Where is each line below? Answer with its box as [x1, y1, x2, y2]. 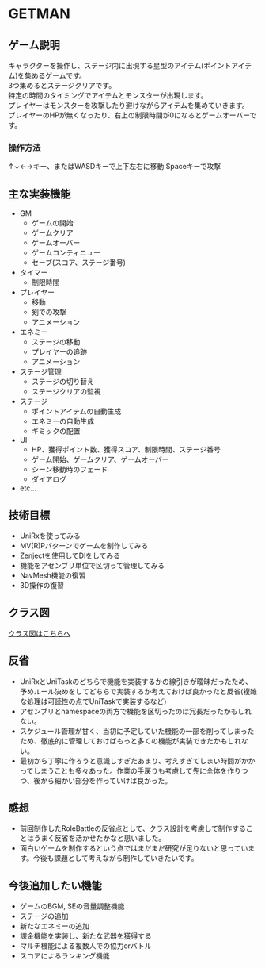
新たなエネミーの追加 [19, 921, 89, 931]
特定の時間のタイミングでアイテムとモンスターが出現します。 [8, 90, 208, 100]
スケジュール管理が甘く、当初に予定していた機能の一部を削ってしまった [19, 726, 255, 736]
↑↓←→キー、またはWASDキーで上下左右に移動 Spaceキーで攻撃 [8, 162, 221, 171]
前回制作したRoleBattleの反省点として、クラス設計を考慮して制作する [19, 824, 247, 833]
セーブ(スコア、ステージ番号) [31, 258, 127, 267]
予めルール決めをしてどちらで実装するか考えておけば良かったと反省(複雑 [19, 686, 257, 696]
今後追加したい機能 [8, 878, 102, 893]
